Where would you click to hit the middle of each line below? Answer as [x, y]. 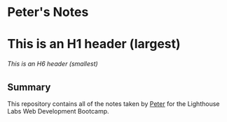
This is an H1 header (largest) [94, 44]
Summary [29, 87]
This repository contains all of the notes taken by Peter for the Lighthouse [113, 104]
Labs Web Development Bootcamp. [59, 111]
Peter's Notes [48, 12]
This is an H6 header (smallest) [53, 63]
